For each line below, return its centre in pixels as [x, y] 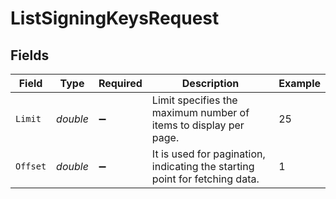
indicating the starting [203, 166]
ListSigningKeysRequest [115, 18]
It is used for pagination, [208, 154]
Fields [30, 55]
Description [210, 83]
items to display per [198, 125]
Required [120, 83]
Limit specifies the [194, 100]
